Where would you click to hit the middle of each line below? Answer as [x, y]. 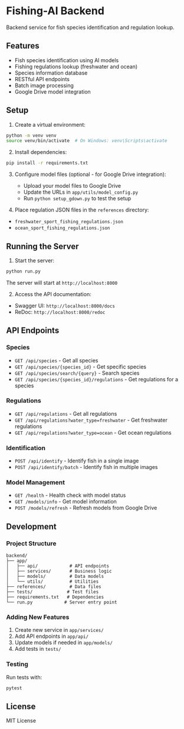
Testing [17, 664]
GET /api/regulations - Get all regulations [66, 413]
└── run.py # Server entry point [62, 602]
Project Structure [31, 543]
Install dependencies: [41, 152]
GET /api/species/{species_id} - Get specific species [80, 367]
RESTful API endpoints [42, 79]
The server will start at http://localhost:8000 [62, 282]
